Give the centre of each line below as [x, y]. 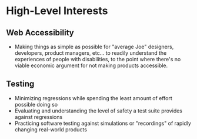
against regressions [39, 117]
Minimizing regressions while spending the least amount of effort [93, 98]
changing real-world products [51, 129]
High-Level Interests [57, 11]
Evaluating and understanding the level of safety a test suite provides [98, 111]
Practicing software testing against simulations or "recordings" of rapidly [103, 123]
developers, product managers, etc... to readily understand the [91, 53]
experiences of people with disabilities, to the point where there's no [98, 59]
